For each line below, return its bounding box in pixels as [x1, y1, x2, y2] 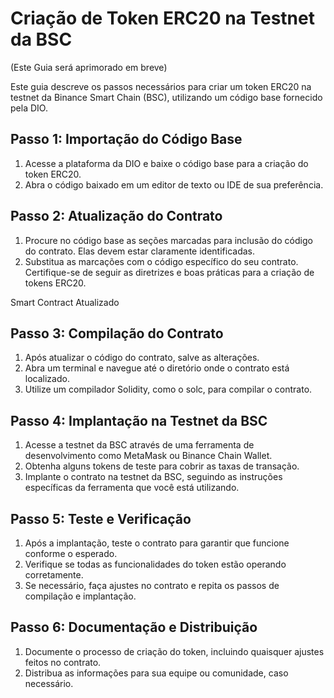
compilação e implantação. [24, 590, 137, 602]
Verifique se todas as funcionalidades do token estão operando [24, 558, 287, 570]
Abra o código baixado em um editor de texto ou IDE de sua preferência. [24, 178, 324, 191]
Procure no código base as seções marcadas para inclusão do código [24, 234, 313, 246]
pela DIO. [10, 102, 48, 114]
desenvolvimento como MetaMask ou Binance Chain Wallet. [24, 450, 273, 462]
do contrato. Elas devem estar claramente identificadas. [24, 245, 255, 257]
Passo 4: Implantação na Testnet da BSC [10, 412, 268, 429]
